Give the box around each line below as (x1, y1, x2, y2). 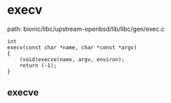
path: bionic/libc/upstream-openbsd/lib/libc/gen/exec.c (7, 25, 165, 33)
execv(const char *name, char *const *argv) (7, 44, 137, 51)
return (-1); (19, 62, 57, 69)
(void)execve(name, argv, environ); (19, 56, 125, 63)
